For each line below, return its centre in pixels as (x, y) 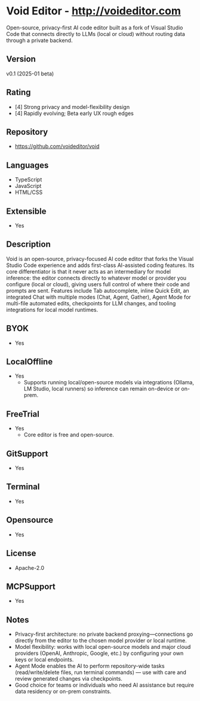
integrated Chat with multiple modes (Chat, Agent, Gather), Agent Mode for (99, 297)
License (21, 553)
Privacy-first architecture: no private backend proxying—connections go (104, 634)
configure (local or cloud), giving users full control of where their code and (98, 284)
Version (21, 59)
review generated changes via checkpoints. (68, 679)
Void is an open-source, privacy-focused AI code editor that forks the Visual (100, 259)
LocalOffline (30, 362)
